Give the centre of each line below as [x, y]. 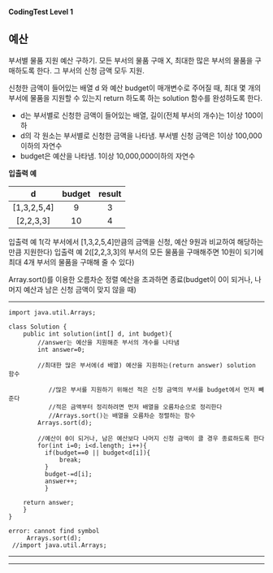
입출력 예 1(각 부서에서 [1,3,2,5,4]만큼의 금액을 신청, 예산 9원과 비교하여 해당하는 [136, 241]
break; [71, 460]
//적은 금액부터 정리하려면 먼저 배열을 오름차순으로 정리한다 [135, 407]
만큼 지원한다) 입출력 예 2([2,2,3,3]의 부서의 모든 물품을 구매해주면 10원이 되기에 [136, 252]
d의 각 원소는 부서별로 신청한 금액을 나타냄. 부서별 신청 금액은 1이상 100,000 [141, 135]
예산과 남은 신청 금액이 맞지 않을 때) [80, 289]
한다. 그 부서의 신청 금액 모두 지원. [90, 70]
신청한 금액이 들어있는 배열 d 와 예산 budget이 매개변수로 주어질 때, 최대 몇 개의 [135, 88]
